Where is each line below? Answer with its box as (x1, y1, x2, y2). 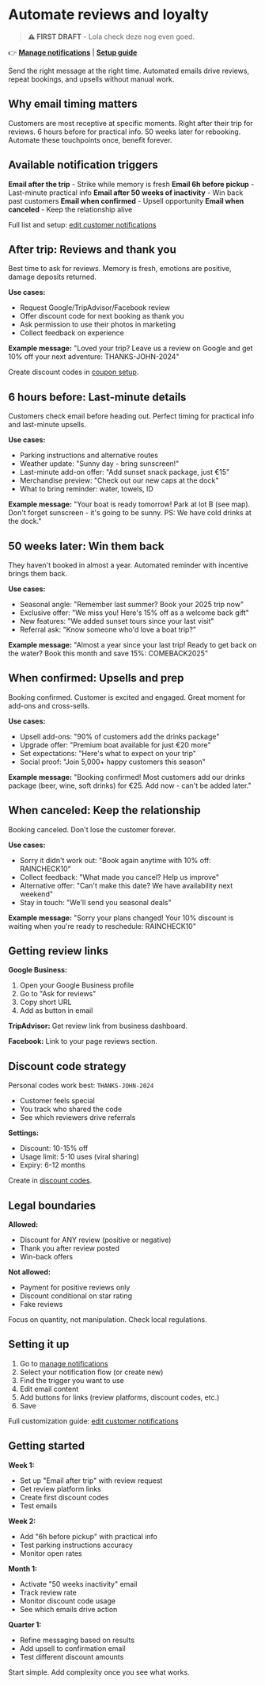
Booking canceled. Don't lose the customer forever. (8, 824, 176, 834)
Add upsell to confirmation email (19, 1643, 126, 1653)
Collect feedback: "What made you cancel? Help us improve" (19, 872, 220, 881)
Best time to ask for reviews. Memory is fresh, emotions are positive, (8, 264, 232, 273)
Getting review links (8, 945, 109, 958)
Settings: (8, 1128, 40, 1138)
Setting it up (8, 1338, 70, 1351)
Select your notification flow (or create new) (19, 1367, 164, 1377)
